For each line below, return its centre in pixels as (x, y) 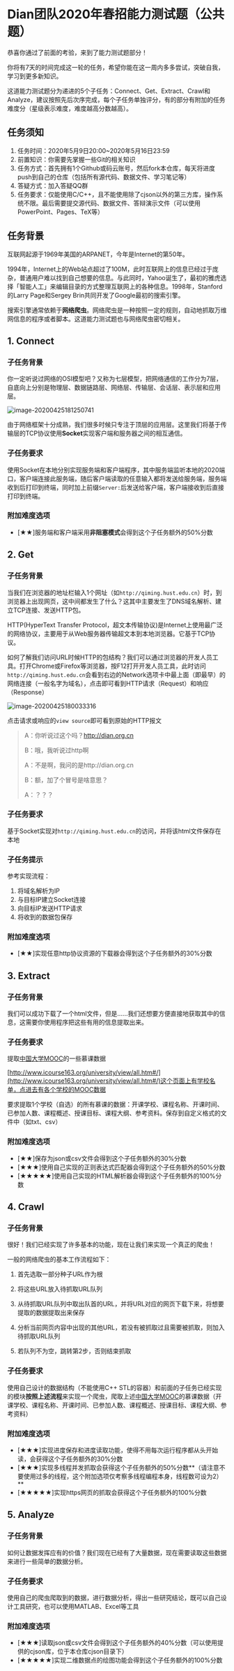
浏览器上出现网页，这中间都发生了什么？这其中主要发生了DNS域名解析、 (111, 601)
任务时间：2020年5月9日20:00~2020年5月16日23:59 (94, 150)
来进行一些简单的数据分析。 (47, 1561)
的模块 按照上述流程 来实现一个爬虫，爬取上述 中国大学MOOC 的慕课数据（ (111, 1396)
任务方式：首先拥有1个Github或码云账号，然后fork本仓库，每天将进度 (116, 168)
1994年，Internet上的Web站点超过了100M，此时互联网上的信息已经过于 (110, 269)
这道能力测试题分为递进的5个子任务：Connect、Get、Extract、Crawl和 (109, 91)
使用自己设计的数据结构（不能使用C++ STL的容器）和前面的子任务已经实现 (115, 1387)
